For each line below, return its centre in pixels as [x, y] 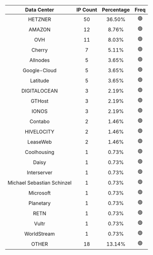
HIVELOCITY [39, 132]
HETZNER [40, 19]
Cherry [40, 50]
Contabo [40, 121]
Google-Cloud [40, 70]
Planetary [40, 203]
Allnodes [40, 60]
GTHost [39, 101]
